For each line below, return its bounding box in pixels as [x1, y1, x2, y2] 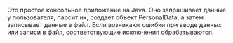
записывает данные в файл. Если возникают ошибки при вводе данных [7, 21, 222, 28]
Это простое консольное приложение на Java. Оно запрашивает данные [7, 6, 227, 14]
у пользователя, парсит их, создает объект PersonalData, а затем [7, 13, 204, 21]
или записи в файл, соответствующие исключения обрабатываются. [7, 28, 214, 36]
